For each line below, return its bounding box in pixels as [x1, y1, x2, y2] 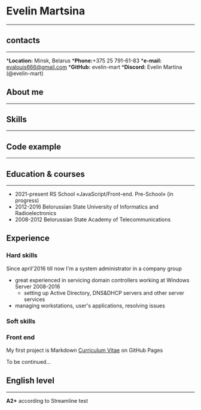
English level [6, 376, 55, 386]
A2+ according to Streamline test [6, 397, 89, 404]
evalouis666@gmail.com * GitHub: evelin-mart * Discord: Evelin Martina [6, 63, 182, 70]
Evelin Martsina [6, 4, 86, 18]
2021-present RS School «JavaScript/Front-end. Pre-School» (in [14, 191, 173, 197]
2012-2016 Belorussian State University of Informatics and [14, 203, 159, 210]
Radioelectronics [14, 210, 57, 216]
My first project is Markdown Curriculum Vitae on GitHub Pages [6, 346, 163, 354]
